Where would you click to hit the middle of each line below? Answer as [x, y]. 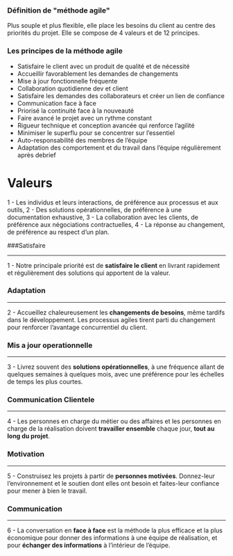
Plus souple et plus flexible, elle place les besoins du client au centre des [112, 26]
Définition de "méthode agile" [59, 10]
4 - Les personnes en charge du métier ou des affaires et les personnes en [114, 421]
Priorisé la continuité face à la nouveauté [76, 111]
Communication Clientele [51, 400]
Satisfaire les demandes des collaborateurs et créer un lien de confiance [121, 95]
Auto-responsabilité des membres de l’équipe [82, 140]
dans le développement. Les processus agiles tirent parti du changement [111, 319]
